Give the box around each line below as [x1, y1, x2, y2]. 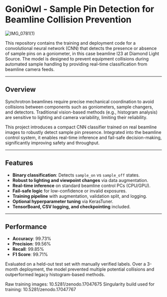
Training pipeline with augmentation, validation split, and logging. [12, 193, 148, 199]
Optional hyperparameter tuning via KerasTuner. [12, 198, 113, 204]
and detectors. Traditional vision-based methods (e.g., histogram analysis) [5, 109, 158, 115]
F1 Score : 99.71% [12, 251, 48, 257]
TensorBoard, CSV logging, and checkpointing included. [12, 203, 131, 209]
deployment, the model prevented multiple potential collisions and [19, 266, 155, 272]
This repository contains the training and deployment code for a [5, 40, 136, 46]
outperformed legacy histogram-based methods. [5, 272, 105, 278]
